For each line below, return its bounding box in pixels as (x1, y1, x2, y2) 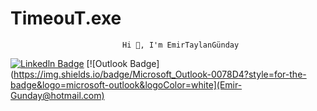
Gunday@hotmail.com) (10, 89, 105, 101)
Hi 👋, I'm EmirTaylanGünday (121, 40, 240, 50)
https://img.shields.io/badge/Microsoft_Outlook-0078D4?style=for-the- (13, 68, 307, 80)
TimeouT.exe (10, 7, 122, 30)
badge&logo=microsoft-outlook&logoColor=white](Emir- (10, 78, 243, 91)
